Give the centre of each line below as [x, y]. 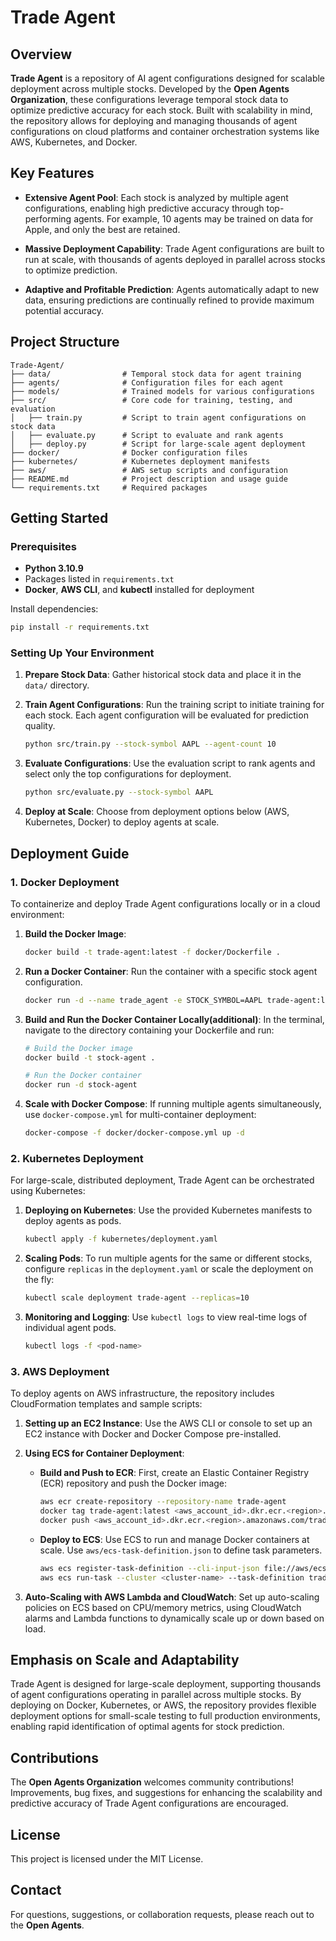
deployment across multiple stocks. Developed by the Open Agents [150, 89]
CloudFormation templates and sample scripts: [106, 1404]
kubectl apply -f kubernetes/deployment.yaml [121, 1239]
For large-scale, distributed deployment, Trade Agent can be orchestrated [162, 1180]
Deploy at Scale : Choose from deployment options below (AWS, [157, 812]
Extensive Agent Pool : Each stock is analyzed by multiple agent [156, 197]
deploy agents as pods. [73, 1221]
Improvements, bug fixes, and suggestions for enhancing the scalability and [166, 1793]
